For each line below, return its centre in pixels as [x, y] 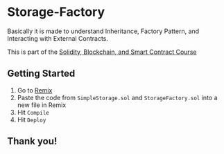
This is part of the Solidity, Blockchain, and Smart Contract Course [102, 52]
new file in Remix [42, 105]
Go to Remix [35, 90]
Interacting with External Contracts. [58, 38]
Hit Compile [33, 112]
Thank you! [32, 141]
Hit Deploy [32, 119]
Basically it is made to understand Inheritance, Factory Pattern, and [103, 31]
